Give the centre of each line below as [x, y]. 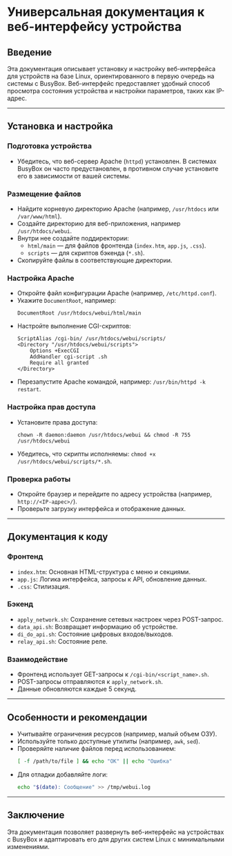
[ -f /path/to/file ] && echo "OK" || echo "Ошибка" [95, 761]
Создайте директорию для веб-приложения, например [99, 223]
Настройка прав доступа [51, 407]
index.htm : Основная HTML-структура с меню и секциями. [104, 572]
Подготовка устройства [49, 146]
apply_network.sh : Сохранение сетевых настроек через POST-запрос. [120, 619]
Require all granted [59, 363]
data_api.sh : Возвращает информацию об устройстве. [97, 626]
